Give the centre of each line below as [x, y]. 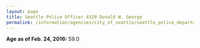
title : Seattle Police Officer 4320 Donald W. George [74, 17]
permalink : [20, 22]
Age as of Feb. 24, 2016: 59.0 [43, 39]
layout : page [22, 11]
